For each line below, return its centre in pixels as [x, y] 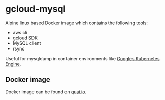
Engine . [13, 64]
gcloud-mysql [36, 9]
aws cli [20, 32]
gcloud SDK [25, 38]
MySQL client [27, 43]
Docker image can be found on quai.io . [46, 92]
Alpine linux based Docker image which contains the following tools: [77, 23]
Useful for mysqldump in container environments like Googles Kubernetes [82, 58]
